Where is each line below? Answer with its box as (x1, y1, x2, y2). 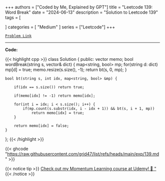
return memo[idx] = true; (31, 110, 84, 115)
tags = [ (5, 15, 21, 20)
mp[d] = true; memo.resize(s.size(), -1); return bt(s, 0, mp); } (5, 67, 127, 73)
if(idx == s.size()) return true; (14, 85, 84, 90)
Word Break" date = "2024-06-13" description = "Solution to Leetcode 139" (5, 9, 158, 15)
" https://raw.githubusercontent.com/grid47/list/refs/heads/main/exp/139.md (5, 151, 160, 156)
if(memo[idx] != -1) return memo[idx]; (14, 93, 96, 98)
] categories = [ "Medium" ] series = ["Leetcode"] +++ (5, 24, 115, 30)
